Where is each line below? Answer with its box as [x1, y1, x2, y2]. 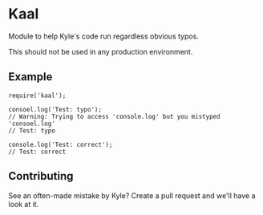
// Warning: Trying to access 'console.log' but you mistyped [8, 112, 221, 120]
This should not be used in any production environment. [8, 47, 193, 56]
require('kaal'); [8, 91, 67, 99]
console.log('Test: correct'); [8, 140, 113, 148]
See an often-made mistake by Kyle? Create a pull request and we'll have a [8, 190, 256, 201]
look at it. [8, 199, 39, 209]
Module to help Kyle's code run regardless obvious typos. [8, 31, 199, 41]
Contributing [8, 169, 74, 183]
